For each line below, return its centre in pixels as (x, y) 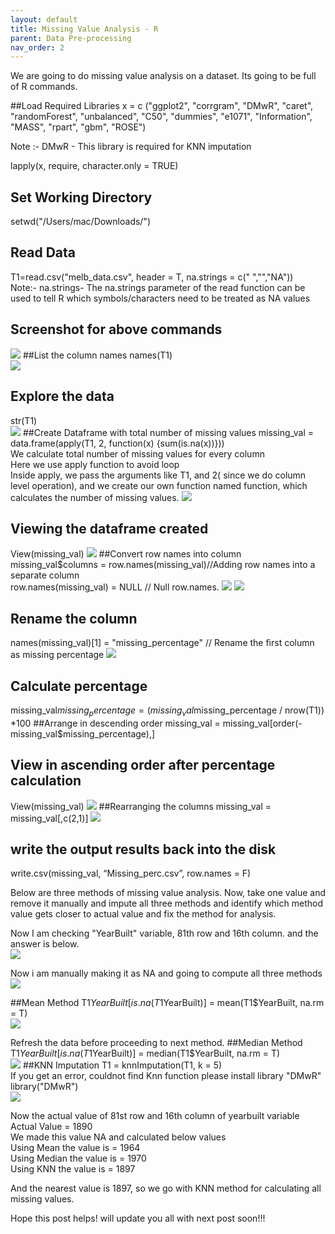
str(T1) (24, 420)
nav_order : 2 (37, 47)
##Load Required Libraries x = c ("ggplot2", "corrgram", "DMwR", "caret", (162, 106)
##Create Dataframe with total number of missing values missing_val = (168, 432)
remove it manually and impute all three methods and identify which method (166, 903)
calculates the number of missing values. (95, 497)
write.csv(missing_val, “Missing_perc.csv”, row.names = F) (131, 873)
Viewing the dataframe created (109, 528)
